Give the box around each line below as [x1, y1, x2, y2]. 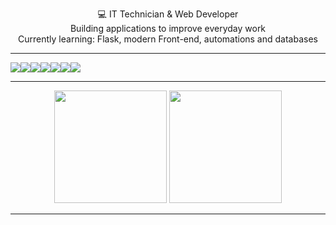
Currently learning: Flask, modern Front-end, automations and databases [18, 33, 318, 45]
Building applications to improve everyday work [69, 23, 267, 34]
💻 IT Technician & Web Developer [97, 8, 239, 20]
